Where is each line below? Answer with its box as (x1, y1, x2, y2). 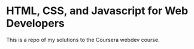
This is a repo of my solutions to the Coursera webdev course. (6, 36, 160, 43)
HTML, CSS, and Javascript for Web (6, 4, 189, 18)
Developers (6, 17, 65, 30)
